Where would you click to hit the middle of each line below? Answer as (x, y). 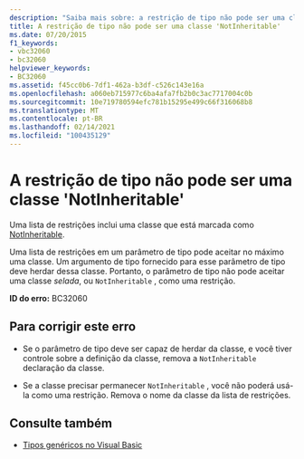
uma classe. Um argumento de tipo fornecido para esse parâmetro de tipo (147, 261)
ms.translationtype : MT (54, 110)
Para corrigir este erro (73, 327)
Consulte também (61, 423)
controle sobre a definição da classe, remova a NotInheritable (139, 358)
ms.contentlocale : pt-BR (56, 119)
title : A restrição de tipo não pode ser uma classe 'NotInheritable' (145, 26)
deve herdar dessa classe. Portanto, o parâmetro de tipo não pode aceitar (147, 271)
